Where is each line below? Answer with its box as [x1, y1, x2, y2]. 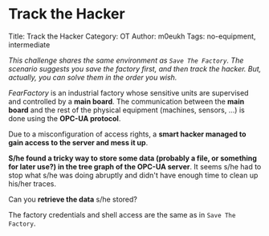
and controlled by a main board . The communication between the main [8, 96, 245, 106]
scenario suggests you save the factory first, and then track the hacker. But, [8, 63, 262, 73]
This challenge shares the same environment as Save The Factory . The [8, 55, 244, 65]
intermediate [8, 39, 51, 49]
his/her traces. [8, 178, 57, 189]
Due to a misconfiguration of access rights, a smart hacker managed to [8, 129, 247, 139]
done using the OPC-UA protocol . [8, 113, 121, 123]
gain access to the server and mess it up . [8, 137, 149, 147]
